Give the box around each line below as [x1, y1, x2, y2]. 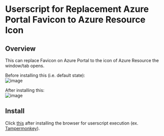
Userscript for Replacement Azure [5, 3, 149, 15]
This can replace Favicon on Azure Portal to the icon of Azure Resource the [5, 58, 160, 63]
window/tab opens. [5, 63, 45, 68]
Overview [5, 44, 36, 53]
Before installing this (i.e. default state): [5, 72, 85, 78]
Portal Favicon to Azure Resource [5, 14, 146, 25]
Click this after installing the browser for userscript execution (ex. [5, 120, 139, 126]
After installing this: [5, 87, 45, 93]
